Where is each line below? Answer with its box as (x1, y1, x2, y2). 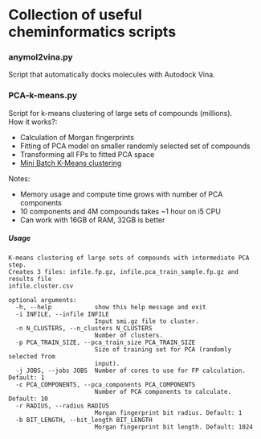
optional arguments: (8, 296, 78, 304)
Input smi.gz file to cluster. (94, 317, 199, 325)
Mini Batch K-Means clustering (19, 158, 122, 168)
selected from (8, 352, 56, 360)
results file (8, 275, 52, 283)
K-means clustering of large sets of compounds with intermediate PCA (8, 254, 250, 262)
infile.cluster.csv (8, 282, 74, 290)
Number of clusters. (94, 331, 163, 339)
